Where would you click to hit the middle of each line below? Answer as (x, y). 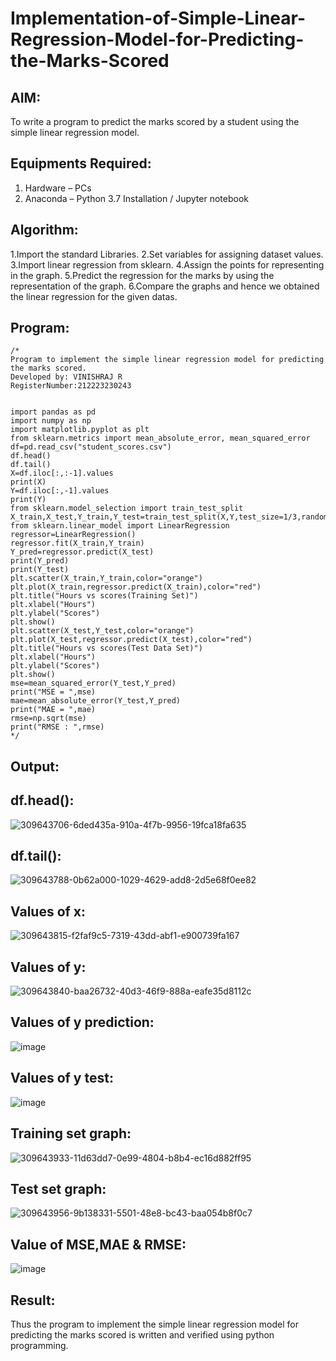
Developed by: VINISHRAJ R (66, 377)
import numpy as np (51, 421)
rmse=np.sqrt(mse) (48, 718)
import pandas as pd (53, 412)
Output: (35, 766)
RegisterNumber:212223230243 (71, 386)
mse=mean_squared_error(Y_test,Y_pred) (93, 683)
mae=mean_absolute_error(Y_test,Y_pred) (96, 701)
